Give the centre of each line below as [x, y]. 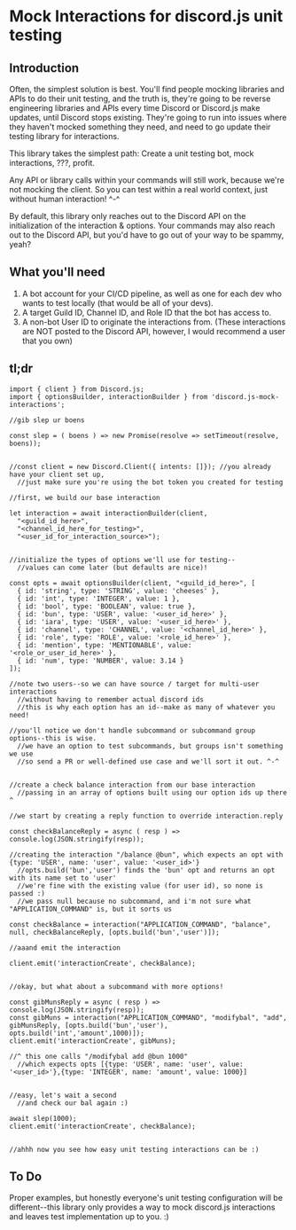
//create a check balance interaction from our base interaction [132, 785]
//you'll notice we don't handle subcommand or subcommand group [132, 730]
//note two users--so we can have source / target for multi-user [134, 684]
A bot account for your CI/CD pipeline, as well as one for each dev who [152, 294]
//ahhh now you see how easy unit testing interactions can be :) [134, 1149]
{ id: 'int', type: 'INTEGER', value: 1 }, [98, 599]
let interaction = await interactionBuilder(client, [109, 513]
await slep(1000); [43, 1118]
